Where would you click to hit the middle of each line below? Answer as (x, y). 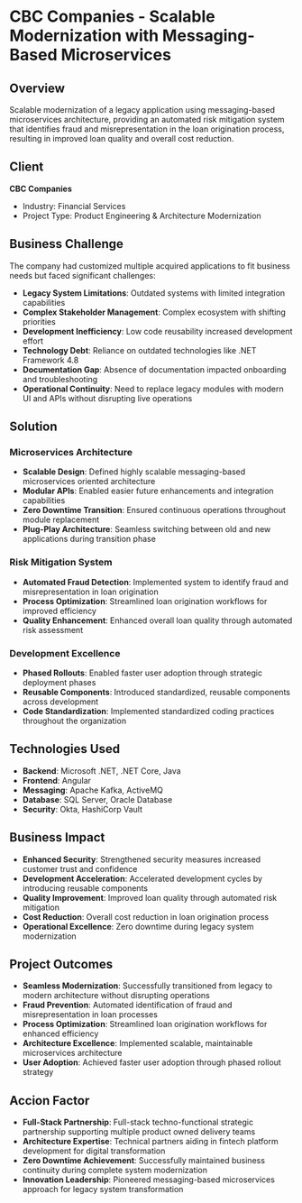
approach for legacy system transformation (103, 1189)
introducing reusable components (85, 888)
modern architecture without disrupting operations (116, 996)
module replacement (61, 519)
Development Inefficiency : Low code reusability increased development (157, 331)
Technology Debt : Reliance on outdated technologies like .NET (139, 350)
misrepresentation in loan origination (91, 592)
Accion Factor (50, 1101)
